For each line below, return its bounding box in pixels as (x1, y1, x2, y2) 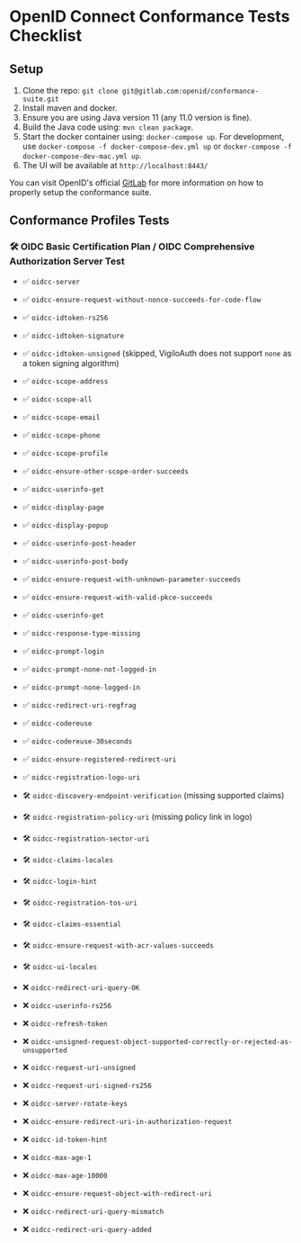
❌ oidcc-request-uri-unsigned (22, 1061, 137, 1072)
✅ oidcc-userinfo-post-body (22, 555, 128, 566)
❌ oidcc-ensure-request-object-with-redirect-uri (22, 1187, 213, 1198)
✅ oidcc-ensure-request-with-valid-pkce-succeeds (22, 591, 213, 602)
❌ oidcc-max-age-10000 (22, 1169, 108, 1180)
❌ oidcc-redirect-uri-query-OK (22, 981, 140, 992)
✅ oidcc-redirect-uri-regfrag (22, 699, 137, 710)
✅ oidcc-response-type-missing (22, 627, 141, 638)
